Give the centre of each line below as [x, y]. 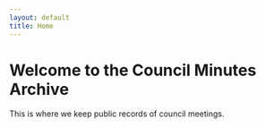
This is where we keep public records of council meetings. [117, 114]
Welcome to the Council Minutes [133, 70]
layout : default [39, 17]
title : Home [31, 26]
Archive [39, 89]
